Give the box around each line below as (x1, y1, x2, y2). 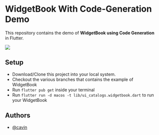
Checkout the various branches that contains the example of (12, 77, 134, 82)
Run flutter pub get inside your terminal (12, 87, 95, 93)
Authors (5, 111, 31, 120)
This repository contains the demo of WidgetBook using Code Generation (5, 30, 155, 36)
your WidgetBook (12, 97, 47, 103)
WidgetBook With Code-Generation (5, 3, 152, 15)
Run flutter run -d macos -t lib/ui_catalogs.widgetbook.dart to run (12, 92, 154, 98)
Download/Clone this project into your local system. (12, 71, 116, 77)
